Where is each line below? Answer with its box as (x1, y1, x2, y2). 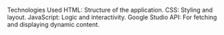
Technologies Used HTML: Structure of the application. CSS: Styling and (7, 6, 213, 14)
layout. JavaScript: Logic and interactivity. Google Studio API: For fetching (7, 13, 217, 21)
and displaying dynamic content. (7, 21, 100, 28)
